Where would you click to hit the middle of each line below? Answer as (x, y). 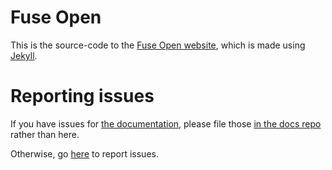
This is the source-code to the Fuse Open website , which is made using (158, 45)
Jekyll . (24, 55)
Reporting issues (82, 96)
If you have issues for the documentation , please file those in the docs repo (166, 123)
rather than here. (45, 134)
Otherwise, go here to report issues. (84, 153)
